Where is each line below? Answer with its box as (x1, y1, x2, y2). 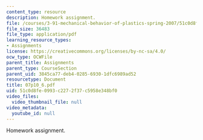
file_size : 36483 (6, 25, 50, 32)
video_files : (6, 93, 39, 99)
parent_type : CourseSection (6, 65, 77, 72)
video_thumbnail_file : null (11, 99, 83, 105)
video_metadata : (6, 104, 47, 111)
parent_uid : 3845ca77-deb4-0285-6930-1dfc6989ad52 (6, 71, 137, 77)
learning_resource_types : (6, 37, 71, 43)
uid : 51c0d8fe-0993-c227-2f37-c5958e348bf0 (6, 88, 118, 94)
